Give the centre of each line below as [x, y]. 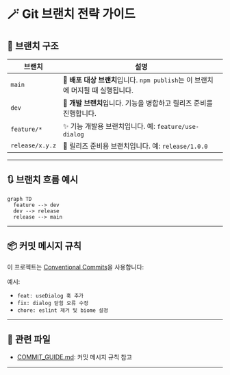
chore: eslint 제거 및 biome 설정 [62, 310]
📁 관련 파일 [29, 340]
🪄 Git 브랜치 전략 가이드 [71, 14]
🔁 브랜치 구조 [33, 46]
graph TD [20, 199]
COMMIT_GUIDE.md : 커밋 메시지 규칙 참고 [74, 357]
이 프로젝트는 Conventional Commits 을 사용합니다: [76, 267]
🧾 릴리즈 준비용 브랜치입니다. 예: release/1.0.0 [135, 146]
